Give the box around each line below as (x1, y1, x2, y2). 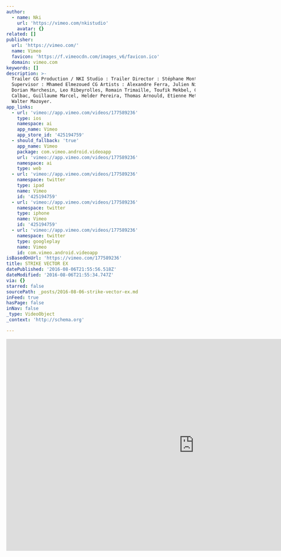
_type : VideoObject (6, 311, 55, 317)
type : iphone (17, 210, 50, 217)
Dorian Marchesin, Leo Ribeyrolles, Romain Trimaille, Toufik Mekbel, (11, 87, 192, 93)
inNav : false (6, 305, 39, 312)
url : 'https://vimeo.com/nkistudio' (17, 20, 109, 26)
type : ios (17, 115, 42, 121)
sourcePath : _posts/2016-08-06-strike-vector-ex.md (6, 288, 138, 295)
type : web (17, 166, 42, 172)
